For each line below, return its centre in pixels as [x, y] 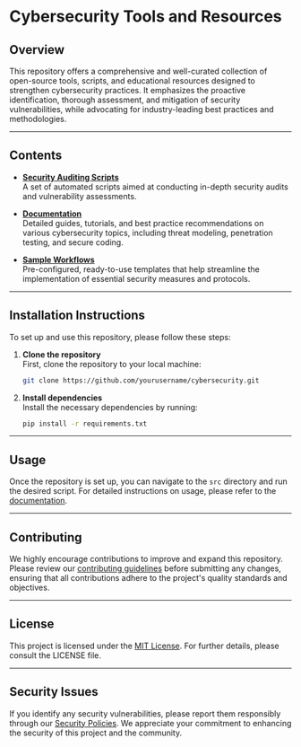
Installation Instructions [77, 316]
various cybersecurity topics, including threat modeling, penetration [147, 233]
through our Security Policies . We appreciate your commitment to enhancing [150, 723]
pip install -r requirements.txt [85, 424]
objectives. [30, 587]
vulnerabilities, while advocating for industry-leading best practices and [142, 109]
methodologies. [38, 119]
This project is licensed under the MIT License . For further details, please [144, 646]
